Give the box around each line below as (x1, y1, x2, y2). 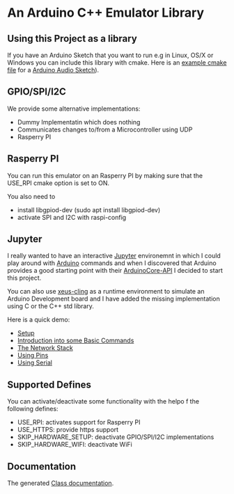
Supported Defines (7, 379, 92, 390)
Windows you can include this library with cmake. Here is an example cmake (7, 58, 227, 67)
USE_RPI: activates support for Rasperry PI (17, 418, 141, 427)
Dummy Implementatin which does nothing (17, 118, 141, 126)
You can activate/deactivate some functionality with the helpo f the (7, 397, 200, 406)
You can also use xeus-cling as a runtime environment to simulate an (7, 287, 205, 296)
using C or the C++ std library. (7, 302, 94, 310)
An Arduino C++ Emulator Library (7, 5, 204, 21)
